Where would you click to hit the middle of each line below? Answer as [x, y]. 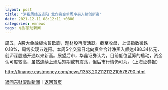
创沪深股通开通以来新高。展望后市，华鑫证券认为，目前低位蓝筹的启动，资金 [84, 56]
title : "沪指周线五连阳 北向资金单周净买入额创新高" [54, 14]
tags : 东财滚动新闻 [23, 28]
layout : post [19, 10]
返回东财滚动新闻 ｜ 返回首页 [34, 82]
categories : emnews [25, 24]
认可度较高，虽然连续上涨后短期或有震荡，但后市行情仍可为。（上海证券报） [83, 62]
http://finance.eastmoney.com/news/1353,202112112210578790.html [75, 72]
